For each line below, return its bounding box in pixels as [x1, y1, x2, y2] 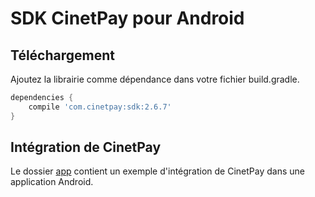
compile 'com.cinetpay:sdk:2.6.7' [28, 102, 172, 112]
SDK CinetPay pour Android [10, 7, 245, 30]
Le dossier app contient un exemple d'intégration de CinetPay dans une [10, 165, 306, 177]
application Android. [10, 176, 94, 188]
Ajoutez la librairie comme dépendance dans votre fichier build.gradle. [10, 73, 300, 85]
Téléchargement [10, 47, 115, 64]
